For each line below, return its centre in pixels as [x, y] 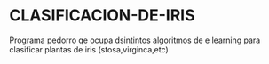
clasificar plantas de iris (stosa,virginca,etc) [89, 49]
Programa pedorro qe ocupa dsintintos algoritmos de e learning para [135, 40]
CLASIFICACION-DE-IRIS [102, 16]
